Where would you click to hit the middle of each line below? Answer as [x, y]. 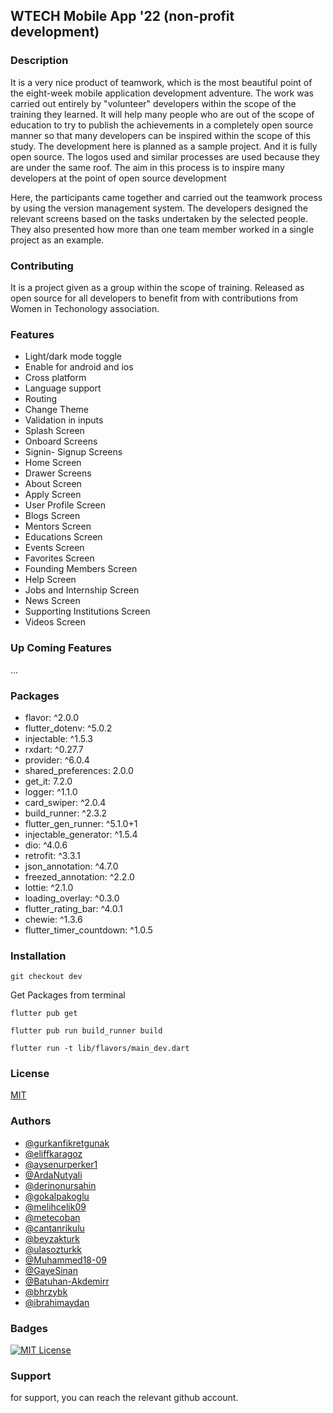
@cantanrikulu [54, 1228]
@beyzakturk [52, 1238]
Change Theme [57, 410]
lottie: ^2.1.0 [49, 887]
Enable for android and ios [79, 367]
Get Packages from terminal [68, 995]
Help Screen [50, 580]
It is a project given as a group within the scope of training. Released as [157, 287]
